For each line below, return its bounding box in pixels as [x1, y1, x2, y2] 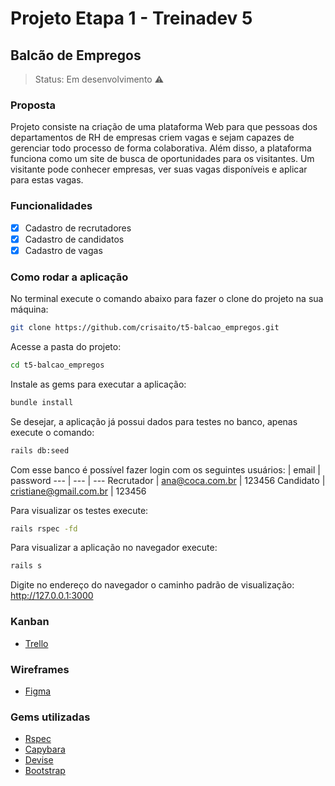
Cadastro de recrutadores [24, 222, 132, 234]
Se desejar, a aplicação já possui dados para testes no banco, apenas [10, 415, 298, 427]
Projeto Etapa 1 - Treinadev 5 [10, 7, 253, 30]
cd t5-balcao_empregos [10, 360, 105, 370]
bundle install [10, 397, 74, 407]
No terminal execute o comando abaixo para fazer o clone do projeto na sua [10, 293, 324, 305]
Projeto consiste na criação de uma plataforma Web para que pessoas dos [10, 121, 318, 133]
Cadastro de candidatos [24, 233, 125, 245]
